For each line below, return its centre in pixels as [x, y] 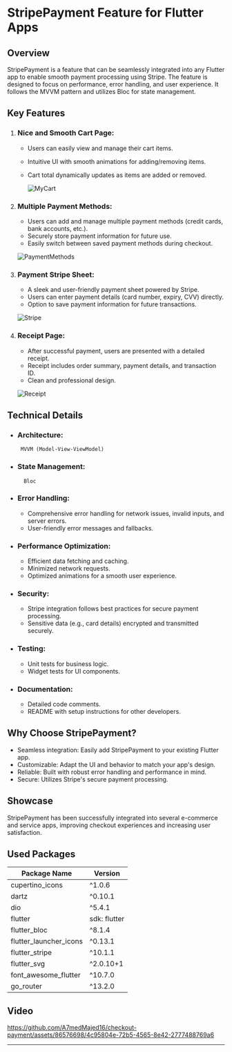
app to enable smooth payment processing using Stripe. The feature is [107, 77]
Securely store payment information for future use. [100, 236]
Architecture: [40, 435]
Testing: [31, 649]
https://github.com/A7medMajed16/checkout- [72, 1028]
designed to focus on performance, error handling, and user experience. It [113, 84]
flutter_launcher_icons [47, 941]
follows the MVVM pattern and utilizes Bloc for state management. [101, 92]
